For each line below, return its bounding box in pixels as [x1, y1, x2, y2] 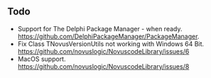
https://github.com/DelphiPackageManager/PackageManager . [17, 32, 200, 40]
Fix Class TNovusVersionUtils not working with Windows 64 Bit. [17, 39, 205, 48]
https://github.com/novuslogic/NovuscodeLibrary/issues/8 [17, 62, 190, 70]
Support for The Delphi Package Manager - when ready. [17, 24, 183, 33]
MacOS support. [17, 55, 66, 63]
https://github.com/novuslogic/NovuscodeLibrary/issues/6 [17, 47, 190, 55]
